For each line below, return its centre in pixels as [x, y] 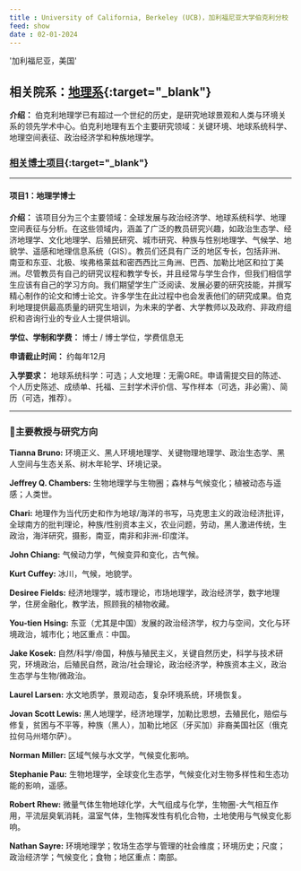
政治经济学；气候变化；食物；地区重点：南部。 [95, 857]
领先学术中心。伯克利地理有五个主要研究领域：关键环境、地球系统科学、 [158, 126]
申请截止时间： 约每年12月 [58, 356]
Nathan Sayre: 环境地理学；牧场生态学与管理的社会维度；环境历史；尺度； [147, 845]
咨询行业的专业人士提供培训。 [80, 318]
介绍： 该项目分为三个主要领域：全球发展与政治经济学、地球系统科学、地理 [148, 217]
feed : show [30, 26]
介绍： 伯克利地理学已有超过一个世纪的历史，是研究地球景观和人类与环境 [144, 115]
